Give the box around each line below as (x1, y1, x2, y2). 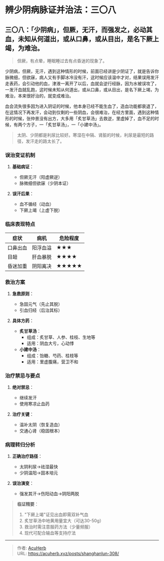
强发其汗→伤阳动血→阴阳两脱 (19, 491, 80, 497)
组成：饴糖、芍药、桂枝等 (26, 352, 79, 358)
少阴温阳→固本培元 (19, 470, 58, 476)
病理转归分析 (5, 441, 36, 448)
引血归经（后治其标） (19, 307, 62, 313)
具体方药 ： (12, 318, 34, 323)
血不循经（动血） (19, 201, 54, 207)
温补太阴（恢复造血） (19, 422, 62, 427)
